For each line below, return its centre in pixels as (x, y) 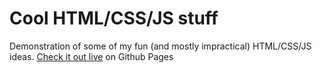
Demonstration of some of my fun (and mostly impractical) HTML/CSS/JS (160, 46)
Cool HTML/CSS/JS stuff (114, 18)
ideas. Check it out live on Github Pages (91, 56)
